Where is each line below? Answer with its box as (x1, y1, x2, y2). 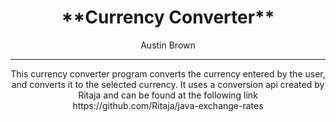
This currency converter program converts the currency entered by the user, (10, 67, 326, 80)
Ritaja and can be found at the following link (78, 89, 258, 101)
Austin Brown (140, 39, 196, 51)
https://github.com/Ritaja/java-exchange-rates (72, 99, 264, 111)
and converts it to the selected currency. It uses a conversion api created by (11, 78, 325, 90)
